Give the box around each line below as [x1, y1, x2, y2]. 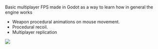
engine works [5, 9, 33, 15]
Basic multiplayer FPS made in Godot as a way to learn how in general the [5, 4, 154, 10]
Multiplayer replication [12, 29, 58, 35]
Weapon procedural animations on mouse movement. [12, 19, 120, 24]
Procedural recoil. [12, 24, 48, 30]
